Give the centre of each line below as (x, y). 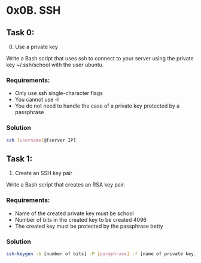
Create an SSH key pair (44, 173)
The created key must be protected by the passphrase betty (89, 226)
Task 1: (19, 159)
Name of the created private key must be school (74, 213)
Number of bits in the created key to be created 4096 (81, 219)
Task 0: (20, 33)
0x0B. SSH (33, 10)
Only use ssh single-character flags (59, 93)
